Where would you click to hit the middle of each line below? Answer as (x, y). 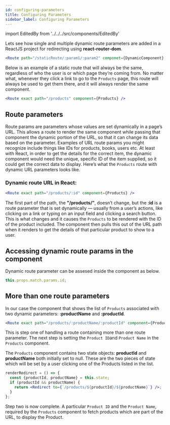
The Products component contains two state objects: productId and (76, 353)
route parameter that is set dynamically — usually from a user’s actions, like (84, 208)
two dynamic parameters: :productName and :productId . (65, 314)
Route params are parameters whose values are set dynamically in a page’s (84, 126)
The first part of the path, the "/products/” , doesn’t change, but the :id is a (83, 203)
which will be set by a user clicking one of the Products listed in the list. (80, 364)
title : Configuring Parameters (38, 15)
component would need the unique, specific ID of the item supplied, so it (81, 159)
